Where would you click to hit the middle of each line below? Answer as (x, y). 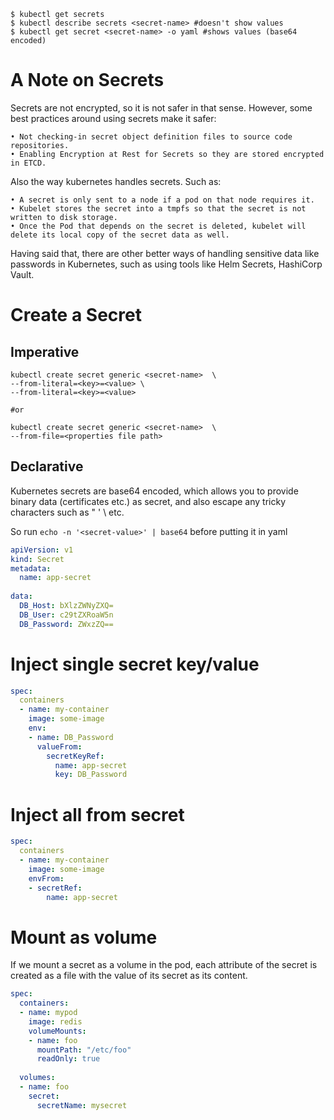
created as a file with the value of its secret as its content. (129, 976)
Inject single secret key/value (135, 664)
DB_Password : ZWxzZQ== (66, 624)
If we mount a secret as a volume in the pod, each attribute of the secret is (164, 965)
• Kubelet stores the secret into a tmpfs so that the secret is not (158, 208)
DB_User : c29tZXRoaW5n (66, 615)
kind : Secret (37, 559)
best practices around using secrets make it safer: (113, 118)
